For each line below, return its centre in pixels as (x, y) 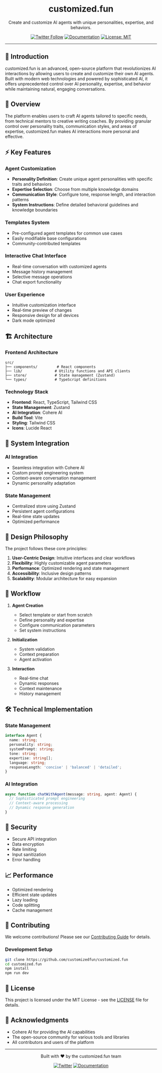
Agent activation (35, 659)
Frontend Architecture (32, 352)
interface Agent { (23, 736)
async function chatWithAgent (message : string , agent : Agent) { (71, 794)
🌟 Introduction (27, 57)
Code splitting (26, 905)
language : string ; (28, 763)
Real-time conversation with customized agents (59, 266)
